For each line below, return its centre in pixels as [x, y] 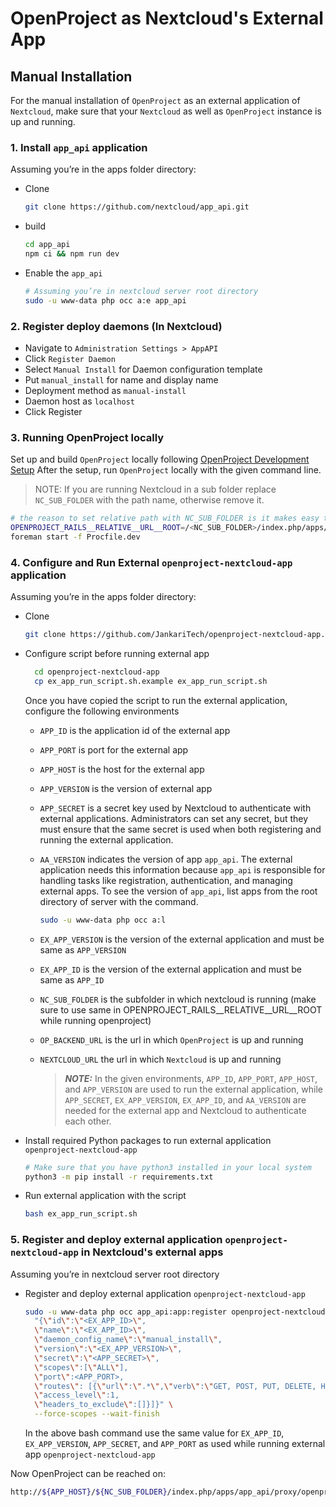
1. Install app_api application [79, 147]
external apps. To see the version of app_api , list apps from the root [178, 891]
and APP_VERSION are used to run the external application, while [193, 1089]
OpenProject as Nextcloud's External [167, 18]
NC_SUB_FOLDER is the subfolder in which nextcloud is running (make [178, 999]
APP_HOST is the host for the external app [122, 769]
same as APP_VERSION [83, 949]
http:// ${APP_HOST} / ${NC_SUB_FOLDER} [89, 1492]
